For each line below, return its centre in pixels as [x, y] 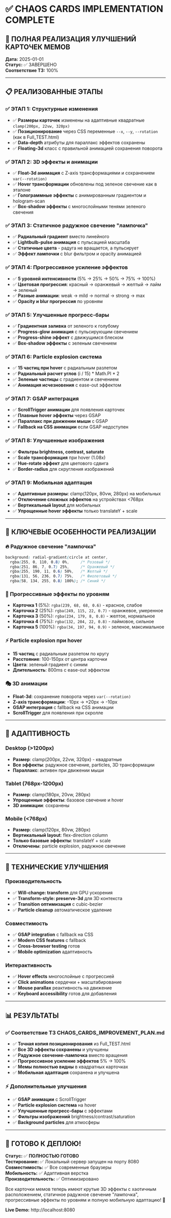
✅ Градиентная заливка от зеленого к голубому [66, 326]
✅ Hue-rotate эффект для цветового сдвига [60, 463]
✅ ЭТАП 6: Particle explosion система [54, 357]
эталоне [22, 190]
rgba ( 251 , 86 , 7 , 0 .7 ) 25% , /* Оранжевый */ [62, 567]
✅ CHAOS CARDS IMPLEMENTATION [84, 9]
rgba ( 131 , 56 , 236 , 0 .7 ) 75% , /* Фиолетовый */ [63, 576]
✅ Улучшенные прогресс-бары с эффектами [63, 1111]
